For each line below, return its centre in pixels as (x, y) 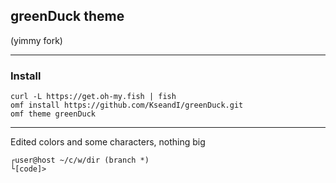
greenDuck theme (67, 16)
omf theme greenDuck (53, 114)
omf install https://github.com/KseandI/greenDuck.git (127, 105)
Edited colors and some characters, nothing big (108, 142)
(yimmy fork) (36, 40)
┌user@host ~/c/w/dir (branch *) (80, 160)
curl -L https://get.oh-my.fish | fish (93, 97)
